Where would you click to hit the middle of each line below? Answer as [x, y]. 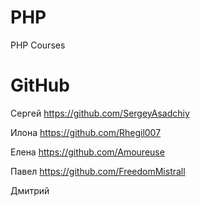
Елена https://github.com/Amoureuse [87, 152]
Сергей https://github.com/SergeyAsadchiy [100, 113]
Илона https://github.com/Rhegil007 [86, 132]
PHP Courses [38, 45]
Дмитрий [30, 190]
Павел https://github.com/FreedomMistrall [98, 171]
